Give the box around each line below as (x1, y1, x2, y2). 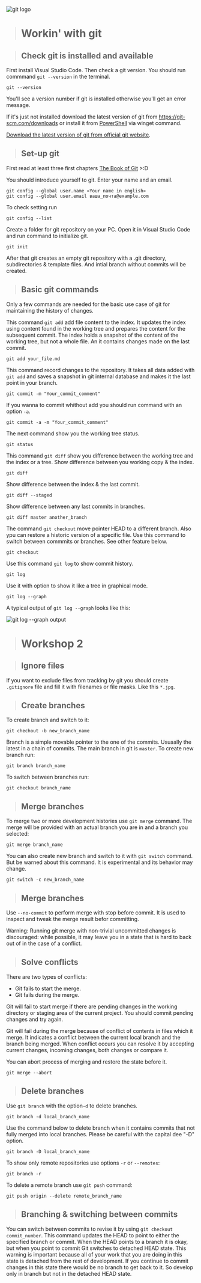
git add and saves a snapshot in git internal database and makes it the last (6, 373, 191, 380)
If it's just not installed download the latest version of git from (6, 113, 158, 120)
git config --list (6, 215, 52, 221)
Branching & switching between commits (20, 1209, 178, 1220)
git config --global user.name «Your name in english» (6, 188, 146, 194)
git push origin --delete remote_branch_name (6, 1193, 122, 1199)
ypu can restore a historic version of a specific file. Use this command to (6, 531, 186, 538)
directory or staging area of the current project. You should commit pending (6, 1009, 194, 1016)
